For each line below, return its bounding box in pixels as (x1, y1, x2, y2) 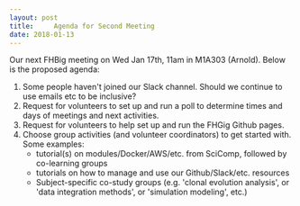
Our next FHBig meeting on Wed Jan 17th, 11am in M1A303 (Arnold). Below (9, 55, 286, 66)
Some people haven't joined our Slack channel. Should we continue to (22, 82, 283, 93)
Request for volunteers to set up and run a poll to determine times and (22, 101, 283, 112)
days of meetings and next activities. (22, 110, 159, 121)
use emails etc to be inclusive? (22, 91, 137, 102)
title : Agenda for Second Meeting (9, 22, 155, 31)
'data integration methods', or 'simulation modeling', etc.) (35, 186, 248, 198)
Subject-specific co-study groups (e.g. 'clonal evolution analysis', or (35, 177, 290, 188)
